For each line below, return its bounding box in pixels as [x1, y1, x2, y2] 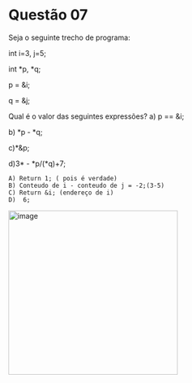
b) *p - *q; [8, 127, 43, 137]
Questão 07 [8, 6, 88, 24]
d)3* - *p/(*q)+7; [8, 159, 66, 168]
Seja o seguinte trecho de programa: [8, 33, 131, 42]
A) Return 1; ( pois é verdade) [8, 174, 117, 182]
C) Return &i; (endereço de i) [8, 189, 114, 197]
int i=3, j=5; [8, 48, 47, 58]
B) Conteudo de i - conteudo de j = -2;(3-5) [8, 181, 164, 189]
